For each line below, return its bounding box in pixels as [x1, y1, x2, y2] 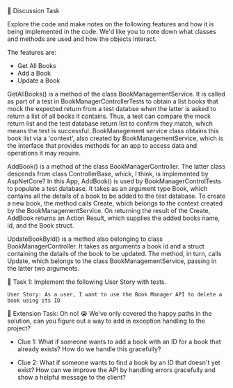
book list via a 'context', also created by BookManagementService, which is [7, 134, 224, 142]
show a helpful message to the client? [17, 373, 127, 381]
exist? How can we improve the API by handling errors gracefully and [17, 366, 216, 374]
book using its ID [7, 297, 61, 304]
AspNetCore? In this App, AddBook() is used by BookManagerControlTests [7, 177, 221, 185]
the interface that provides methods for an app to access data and [7, 142, 197, 149]
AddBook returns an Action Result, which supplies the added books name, [7, 214, 220, 222]
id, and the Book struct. [7, 221, 74, 229]
